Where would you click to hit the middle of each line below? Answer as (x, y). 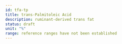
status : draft (20, 24)
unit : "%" (16, 29)
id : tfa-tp (17, 10)
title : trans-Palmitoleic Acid (38, 15)
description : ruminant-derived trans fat (50, 19)
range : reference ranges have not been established (61, 33)
